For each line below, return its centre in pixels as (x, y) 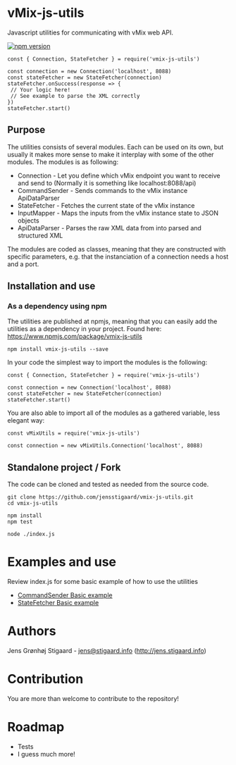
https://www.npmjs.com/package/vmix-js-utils (75, 337)
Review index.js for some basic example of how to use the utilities (103, 582)
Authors (32, 631)
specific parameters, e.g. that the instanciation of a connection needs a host (118, 256)
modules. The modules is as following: (63, 162)
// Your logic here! (41, 89)
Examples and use (62, 562)
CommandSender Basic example (65, 595)
